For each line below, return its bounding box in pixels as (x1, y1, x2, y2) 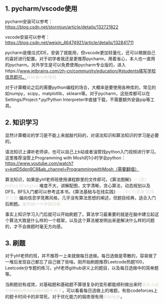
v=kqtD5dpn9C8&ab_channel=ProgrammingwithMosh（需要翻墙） (5, 166, 140, 172)
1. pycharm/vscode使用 (5, 4, 78, 13)
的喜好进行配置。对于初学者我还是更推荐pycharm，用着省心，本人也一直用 (5, 56, 155, 61)
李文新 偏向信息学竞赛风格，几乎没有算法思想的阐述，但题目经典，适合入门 (5, 195, 156, 201)
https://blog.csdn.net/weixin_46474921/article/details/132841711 (5, 40, 134, 45)
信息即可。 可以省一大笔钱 (5, 74, 57, 80)
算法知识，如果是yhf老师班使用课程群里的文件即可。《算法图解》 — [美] (5, 176, 146, 182)
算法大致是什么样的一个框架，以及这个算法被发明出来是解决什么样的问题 (9, 217, 155, 223)
